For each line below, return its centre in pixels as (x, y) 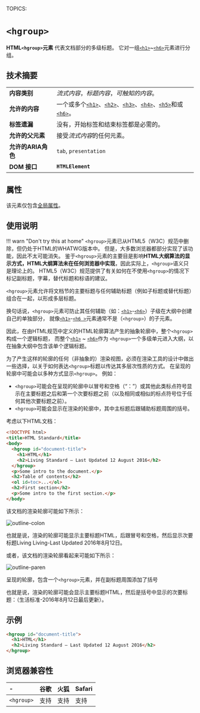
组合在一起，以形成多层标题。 (43, 298)
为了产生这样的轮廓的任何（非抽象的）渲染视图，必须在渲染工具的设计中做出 (100, 359)
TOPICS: (17, 9)
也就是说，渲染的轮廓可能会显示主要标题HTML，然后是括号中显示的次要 (95, 592)
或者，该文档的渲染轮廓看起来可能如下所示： (61, 555)
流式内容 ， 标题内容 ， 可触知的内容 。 (107, 93)
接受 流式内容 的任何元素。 (92, 135)
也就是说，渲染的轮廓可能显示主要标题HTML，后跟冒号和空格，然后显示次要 (100, 535)
